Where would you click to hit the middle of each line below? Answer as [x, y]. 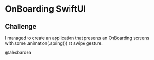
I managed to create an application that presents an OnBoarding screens [77, 38]
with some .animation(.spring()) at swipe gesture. [54, 43]
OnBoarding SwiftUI [45, 9]
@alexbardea [18, 52]
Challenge [21, 27]
